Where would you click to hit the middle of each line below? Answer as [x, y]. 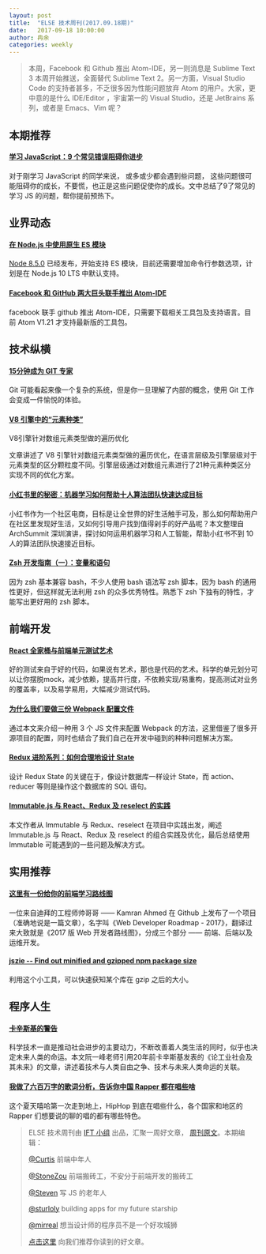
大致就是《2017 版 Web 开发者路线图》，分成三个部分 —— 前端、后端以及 [134, 932]
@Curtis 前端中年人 [60, 1159]
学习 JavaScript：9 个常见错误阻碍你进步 [76, 157]
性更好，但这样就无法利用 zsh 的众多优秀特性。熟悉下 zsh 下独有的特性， [128, 591]
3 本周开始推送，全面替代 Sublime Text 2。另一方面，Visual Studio [137, 78]
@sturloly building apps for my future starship [103, 1208]
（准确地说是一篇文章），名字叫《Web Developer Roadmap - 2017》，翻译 [127, 922]
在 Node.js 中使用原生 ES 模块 [57, 244]
